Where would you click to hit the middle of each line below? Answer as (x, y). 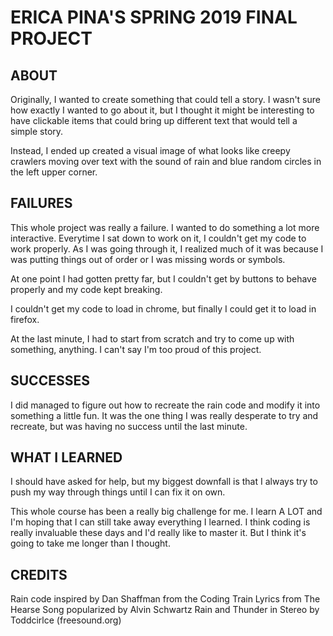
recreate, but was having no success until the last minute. (129, 426)
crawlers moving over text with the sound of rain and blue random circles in (166, 161)
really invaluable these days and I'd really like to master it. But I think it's (158, 533)
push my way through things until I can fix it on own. (118, 492)
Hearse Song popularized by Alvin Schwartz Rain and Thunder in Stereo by (165, 610)
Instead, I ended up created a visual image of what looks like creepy (150, 150)
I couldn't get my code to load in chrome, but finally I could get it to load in (163, 308)
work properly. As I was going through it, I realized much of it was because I (167, 248)
